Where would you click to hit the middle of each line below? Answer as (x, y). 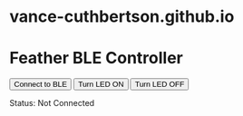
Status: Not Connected (52, 103)
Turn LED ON (101, 85)
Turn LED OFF (160, 85)
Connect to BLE (41, 85)
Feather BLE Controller (97, 58)
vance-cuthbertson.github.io (122, 17)
